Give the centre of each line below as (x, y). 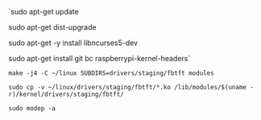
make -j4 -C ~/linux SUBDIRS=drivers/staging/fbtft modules (112, 73)
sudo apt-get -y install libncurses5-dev (73, 43)
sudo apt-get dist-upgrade (52, 27)
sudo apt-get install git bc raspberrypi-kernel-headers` (99, 58)
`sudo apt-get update (43, 12)
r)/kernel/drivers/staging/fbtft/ (66, 94)
